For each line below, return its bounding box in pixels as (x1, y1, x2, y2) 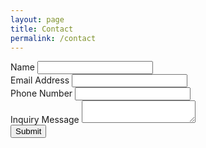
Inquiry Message (10, 114, 80, 126)
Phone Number (10, 87, 73, 100)
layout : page (10, 14, 65, 25)
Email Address (10, 74, 70, 86)
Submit (15, 126, 42, 137)
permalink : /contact (10, 33, 97, 43)
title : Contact (10, 24, 74, 34)
